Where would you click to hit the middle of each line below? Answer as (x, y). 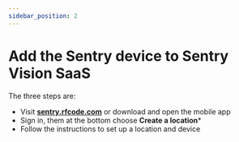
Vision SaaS (50, 73)
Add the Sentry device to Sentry (119, 56)
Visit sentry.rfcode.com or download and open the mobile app (125, 111)
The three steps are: (42, 96)
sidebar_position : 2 (43, 16)
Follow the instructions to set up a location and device (110, 129)
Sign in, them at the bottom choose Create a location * (111, 120)
